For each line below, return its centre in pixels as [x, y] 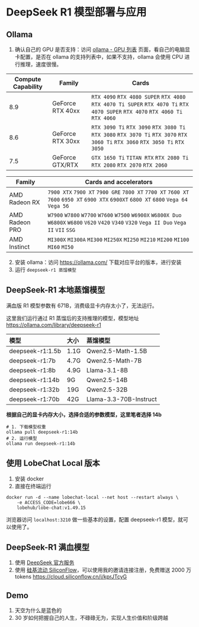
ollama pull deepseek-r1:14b [42, 432]
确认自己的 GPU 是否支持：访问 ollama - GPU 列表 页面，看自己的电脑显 [102, 49]
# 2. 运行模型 [22, 438]
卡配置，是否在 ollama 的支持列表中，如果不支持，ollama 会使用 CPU [99, 57]
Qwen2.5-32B [107, 389]
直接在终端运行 [33, 486]
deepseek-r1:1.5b [35, 351]
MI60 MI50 [61, 247]
